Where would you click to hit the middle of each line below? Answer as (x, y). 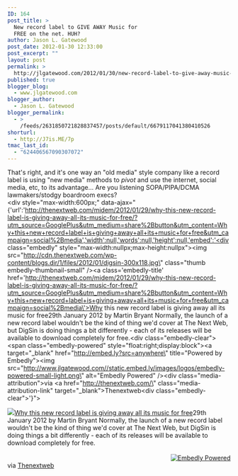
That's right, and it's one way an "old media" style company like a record (113, 172)
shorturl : (22, 132)
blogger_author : (31, 100)
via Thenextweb (31, 465)
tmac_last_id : (28, 146)
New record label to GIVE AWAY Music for (76, 27)
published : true (31, 80)
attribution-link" (30, 391)
